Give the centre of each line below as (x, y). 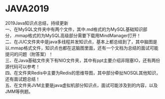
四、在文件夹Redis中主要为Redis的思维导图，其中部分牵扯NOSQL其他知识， (83, 73)
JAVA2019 (27, 9)
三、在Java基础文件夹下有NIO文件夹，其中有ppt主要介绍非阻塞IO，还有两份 (83, 60)
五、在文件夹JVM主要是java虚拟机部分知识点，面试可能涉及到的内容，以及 (82, 85)
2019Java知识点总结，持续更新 (37, 23)
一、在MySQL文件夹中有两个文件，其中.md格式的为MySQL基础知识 (74, 29)
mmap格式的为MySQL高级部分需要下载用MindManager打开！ (78, 35)
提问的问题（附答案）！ (29, 54)
